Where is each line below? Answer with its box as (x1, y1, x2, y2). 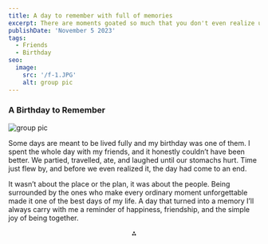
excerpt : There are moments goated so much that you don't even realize (8, 19, 255, 27)
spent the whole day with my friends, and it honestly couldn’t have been (8, 147, 246, 156)
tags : (8, 33, 26, 42)
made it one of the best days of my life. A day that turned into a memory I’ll (8, 196, 254, 206)
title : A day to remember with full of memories (8, 11, 173, 20)
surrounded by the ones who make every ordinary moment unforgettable (8, 187, 248, 197)
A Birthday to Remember (8, 104, 106, 116)
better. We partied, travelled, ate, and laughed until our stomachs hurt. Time (8, 155, 258, 164)
